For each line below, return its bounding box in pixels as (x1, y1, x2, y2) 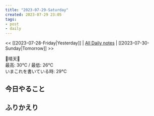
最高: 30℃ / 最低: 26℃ (5, 62, 54, 68)
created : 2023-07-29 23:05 (5, 12, 62, 17)
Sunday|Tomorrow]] (5, 45, 47, 51)
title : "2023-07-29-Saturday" (5, 7, 69, 13)
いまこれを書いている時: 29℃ (5, 69, 67, 75)
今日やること (5, 84, 45, 93)
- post (5, 21, 19, 27)
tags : (5, 17, 17, 22)
